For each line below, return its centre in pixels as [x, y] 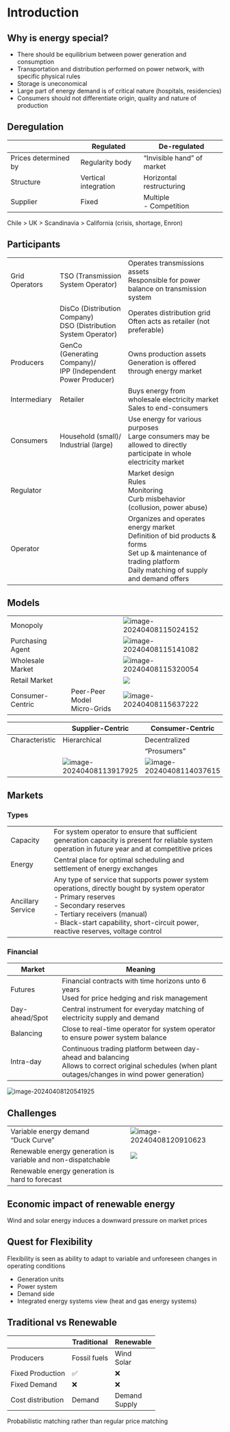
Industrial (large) [87, 445]
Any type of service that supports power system [131, 880]
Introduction [43, 13]
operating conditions [36, 1266]
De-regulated [181, 146]
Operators [27, 284]
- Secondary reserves [89, 906]
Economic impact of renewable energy [91, 1204]
